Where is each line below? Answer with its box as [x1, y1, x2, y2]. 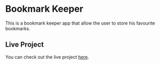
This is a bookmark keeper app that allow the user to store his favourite [5, 20, 155, 26]
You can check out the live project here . [5, 54, 89, 60]
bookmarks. [5, 25, 31, 31]
